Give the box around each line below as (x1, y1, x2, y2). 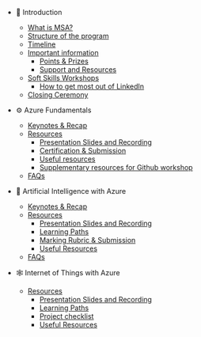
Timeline (27, 40, 56, 49)
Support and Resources (39, 65, 117, 74)
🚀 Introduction (15, 8, 63, 17)
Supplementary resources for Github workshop (39, 163, 193, 172)
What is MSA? (27, 23, 74, 32)
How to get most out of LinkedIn (39, 81, 145, 91)
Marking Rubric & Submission (39, 236, 136, 244)
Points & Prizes (39, 56, 89, 66)
